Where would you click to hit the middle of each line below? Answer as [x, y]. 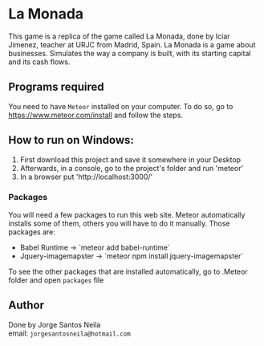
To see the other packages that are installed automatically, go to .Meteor [128, 271]
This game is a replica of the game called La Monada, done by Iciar [119, 36]
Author [26, 305]
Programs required [56, 87]
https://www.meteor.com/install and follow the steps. [95, 115]
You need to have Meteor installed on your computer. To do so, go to [121, 106]
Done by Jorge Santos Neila [55, 324]
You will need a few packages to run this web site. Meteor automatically [127, 214]
